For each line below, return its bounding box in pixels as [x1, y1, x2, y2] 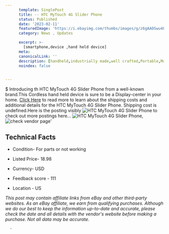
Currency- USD [12, 166, 45, 172]
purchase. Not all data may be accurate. [5, 216, 90, 222]
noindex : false [18, 63, 51, 68]
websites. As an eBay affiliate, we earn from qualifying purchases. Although [5, 200, 163, 206]
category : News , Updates [18, 31, 73, 36]
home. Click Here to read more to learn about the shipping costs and [5, 97, 147, 103]
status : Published [18, 17, 57, 22]
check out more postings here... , [5, 113, 143, 119]
